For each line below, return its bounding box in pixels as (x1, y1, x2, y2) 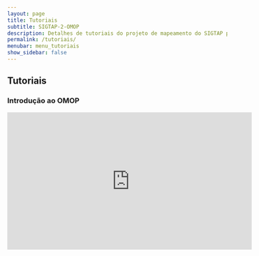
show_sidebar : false (7, 50, 68, 57)
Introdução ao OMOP (7, 96, 80, 105)
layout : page (7, 10, 45, 17)
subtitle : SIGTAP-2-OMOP (7, 23, 80, 30)
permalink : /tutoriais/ (7, 36, 77, 43)
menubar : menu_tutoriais (7, 43, 80, 50)
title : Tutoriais (7, 17, 58, 24)
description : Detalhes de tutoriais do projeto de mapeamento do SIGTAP (7, 29, 223, 37)
